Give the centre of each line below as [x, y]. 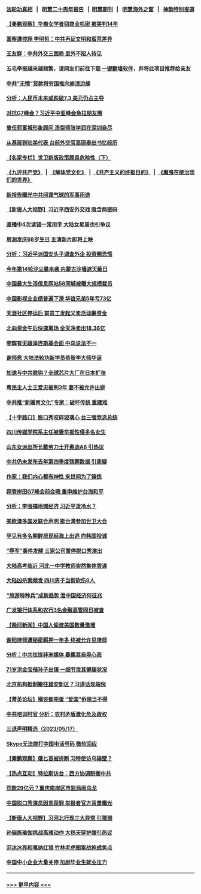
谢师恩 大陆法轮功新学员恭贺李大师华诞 [54, 358]
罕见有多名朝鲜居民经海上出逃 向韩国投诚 [57, 536]
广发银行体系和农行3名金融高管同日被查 [55, 610]
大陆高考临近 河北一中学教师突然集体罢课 [57, 565]
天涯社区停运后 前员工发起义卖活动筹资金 [57, 313]
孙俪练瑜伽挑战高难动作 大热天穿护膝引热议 [59, 833]
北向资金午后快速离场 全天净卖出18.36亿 [56, 328]
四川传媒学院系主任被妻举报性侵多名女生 [56, 432]
